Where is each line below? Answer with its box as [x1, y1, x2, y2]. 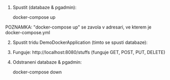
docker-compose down [12, 69, 62, 75]
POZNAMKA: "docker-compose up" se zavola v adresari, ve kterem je [5, 24, 152, 30]
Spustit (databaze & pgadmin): [12, 5, 77, 10]
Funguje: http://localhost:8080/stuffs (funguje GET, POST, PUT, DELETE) [12, 49, 165, 55]
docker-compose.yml [5, 30, 50, 35]
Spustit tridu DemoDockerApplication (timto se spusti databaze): [12, 39, 148, 45]
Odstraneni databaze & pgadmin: [12, 59, 82, 65]
